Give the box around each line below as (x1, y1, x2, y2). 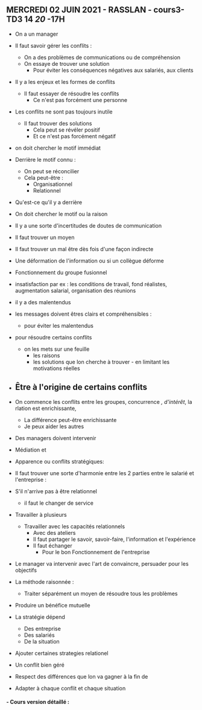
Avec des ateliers (33, 529, 76, 536)
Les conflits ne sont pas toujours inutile (14, 108, 113, 115)
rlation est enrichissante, (14, 405, 77, 412)
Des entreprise (24, 625, 62, 632)
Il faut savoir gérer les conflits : (14, 42, 92, 49)
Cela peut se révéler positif (33, 126, 101, 133)
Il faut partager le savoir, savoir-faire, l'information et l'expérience (33, 536, 196, 543)
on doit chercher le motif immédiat (14, 144, 101, 152)
